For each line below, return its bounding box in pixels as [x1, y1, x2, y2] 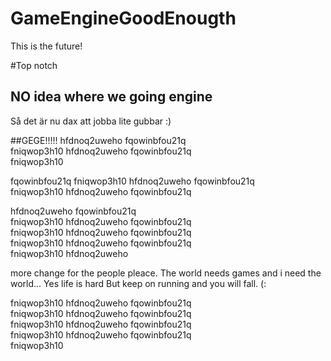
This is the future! [10, 40, 83, 52]
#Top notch [10, 59, 58, 71]
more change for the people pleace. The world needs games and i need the [10, 267, 322, 279]
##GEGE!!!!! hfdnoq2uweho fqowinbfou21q [10, 134, 187, 146]
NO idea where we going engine [10, 88, 213, 106]
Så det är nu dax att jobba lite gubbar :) [10, 115, 172, 127]
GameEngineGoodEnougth [10, 7, 237, 30]
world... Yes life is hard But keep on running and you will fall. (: [10, 277, 267, 289]
